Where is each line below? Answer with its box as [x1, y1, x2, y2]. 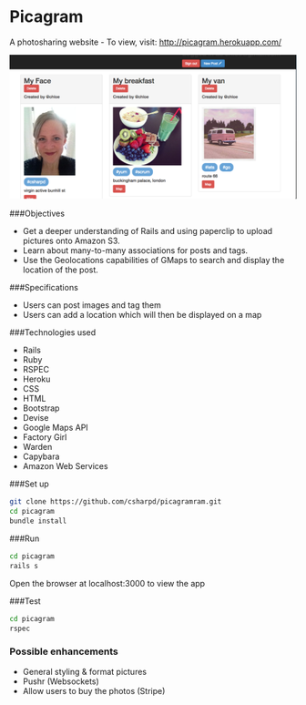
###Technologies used [9, 327, 97, 338]
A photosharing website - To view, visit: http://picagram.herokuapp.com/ [9, 36, 282, 47]
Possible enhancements [9, 645, 118, 658]
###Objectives [9, 208, 66, 220]
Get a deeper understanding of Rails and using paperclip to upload [22, 226, 273, 237]
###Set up [9, 478, 50, 489]
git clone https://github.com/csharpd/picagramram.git [9, 497, 222, 506]
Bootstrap [22, 403, 60, 414]
